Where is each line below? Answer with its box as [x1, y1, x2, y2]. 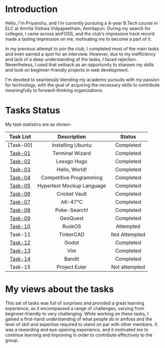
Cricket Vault [56, 190, 87, 197]
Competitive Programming [40, 174, 102, 181]
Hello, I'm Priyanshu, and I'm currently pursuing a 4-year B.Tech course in [5, 20, 158, 26]
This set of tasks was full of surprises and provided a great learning [5, 300, 144, 306]
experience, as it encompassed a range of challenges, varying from [5, 305, 144, 311]
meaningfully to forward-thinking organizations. [5, 87, 103, 93]
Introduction [5, 3, 58, 15]
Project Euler [56, 263, 87, 270]
